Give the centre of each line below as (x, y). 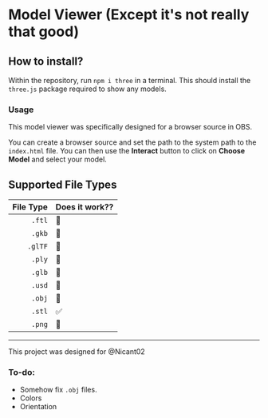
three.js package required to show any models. (88, 89)
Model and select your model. (58, 159)
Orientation (38, 407)
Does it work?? (85, 207)
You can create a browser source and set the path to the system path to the (132, 142)
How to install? (46, 61)
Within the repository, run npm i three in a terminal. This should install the (130, 80)
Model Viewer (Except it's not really (129, 15)
